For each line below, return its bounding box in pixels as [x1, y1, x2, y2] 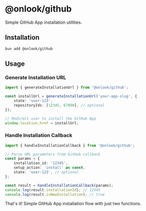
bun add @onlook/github [5, 46, 53, 51]
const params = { [5, 156, 40, 161]
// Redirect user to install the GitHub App [5, 116, 96, 121]
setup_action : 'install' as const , [14, 166, 86, 170]
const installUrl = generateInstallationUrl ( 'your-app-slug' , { [5, 94, 137, 99]
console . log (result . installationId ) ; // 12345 [5, 187, 101, 192]
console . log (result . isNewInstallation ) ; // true [5, 192, 105, 197]
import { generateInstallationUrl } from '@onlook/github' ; [5, 85, 129, 90]
